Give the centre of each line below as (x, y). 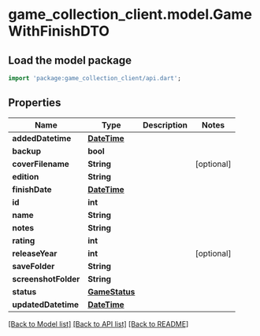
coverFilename (41, 164)
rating (24, 240)
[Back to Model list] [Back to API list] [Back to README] (98, 323)
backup (27, 151)
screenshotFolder (46, 279)
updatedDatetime (46, 305)
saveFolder (33, 266)
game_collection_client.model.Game (130, 15)
